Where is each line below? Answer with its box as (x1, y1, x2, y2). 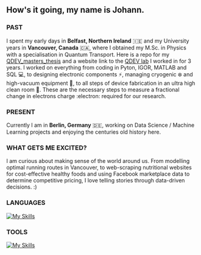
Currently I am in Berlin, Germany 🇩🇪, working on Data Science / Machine (6, 121, 195, 129)
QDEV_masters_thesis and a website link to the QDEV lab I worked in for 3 (6, 57, 192, 65)
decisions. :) (6, 183, 38, 191)
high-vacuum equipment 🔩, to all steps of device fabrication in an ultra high (6, 79, 196, 87)
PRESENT (6, 107, 35, 116)
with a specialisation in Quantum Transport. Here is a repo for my (6, 51, 169, 58)
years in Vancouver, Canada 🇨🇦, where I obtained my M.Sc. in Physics (6, 44, 187, 51)
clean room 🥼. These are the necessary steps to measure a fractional (6, 85, 180, 93)
